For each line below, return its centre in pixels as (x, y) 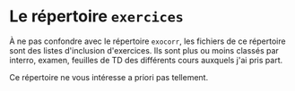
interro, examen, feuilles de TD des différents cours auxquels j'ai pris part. (146, 60)
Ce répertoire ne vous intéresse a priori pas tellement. (109, 77)
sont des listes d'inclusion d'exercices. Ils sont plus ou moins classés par (144, 50)
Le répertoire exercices (96, 17)
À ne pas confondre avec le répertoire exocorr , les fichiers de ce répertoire (147, 41)
